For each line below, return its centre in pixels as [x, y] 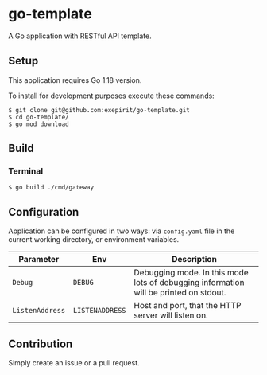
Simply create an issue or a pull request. [74, 363]
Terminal [26, 171]
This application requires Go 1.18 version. [75, 80]
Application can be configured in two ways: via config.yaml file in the [122, 231]
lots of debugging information [189, 283]
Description [194, 260]
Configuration [44, 212]
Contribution [41, 344]
